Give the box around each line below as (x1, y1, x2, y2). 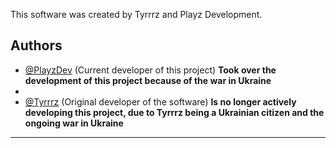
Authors (10, 37, 63, 54)
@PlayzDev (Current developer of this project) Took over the (24, 64, 277, 76)
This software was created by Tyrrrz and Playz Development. (10, 9, 263, 20)
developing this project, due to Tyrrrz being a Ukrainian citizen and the (24, 106, 325, 118)
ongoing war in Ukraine (24, 117, 124, 129)
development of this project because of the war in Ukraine (24, 74, 272, 86)
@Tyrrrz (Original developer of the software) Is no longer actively (24, 95, 297, 108)
